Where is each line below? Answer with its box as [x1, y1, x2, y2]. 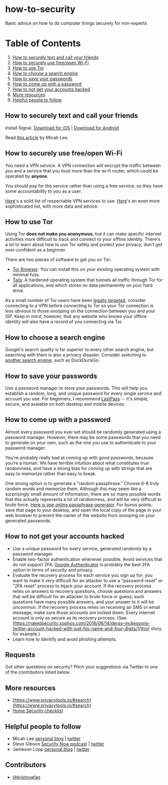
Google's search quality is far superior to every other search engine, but [5, 347, 154, 353]
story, [150, 625, 162, 632]
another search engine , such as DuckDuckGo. [5, 357, 100, 363]
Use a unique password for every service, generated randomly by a [12, 545, 151, 551]
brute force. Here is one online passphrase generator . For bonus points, [5, 502, 152, 508]
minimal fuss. [12, 272, 40, 278]
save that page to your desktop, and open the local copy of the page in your [5, 507, 162, 513]
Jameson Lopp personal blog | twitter [12, 746, 90, 752]
